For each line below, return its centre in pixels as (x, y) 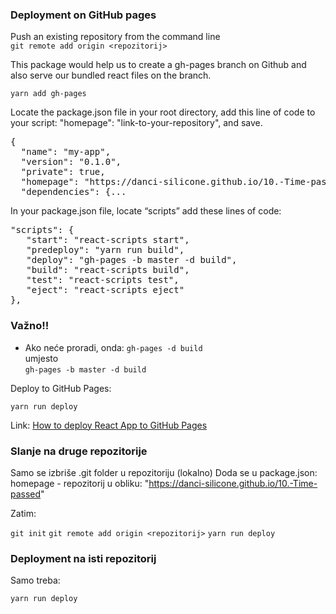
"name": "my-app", (66, 152)
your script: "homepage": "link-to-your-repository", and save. (136, 123)
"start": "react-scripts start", (108, 240)
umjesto (41, 358)
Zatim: (23, 513)
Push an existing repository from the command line (115, 37)
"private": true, (63, 172)
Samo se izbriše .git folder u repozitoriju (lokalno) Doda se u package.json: (164, 472)
